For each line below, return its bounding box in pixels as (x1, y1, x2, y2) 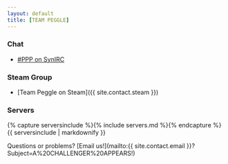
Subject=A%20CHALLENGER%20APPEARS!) (7, 149, 136, 158)
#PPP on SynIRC (17, 55, 65, 63)
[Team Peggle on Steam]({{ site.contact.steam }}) (17, 88, 159, 97)
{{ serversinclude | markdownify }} (7, 129, 106, 137)
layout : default (7, 10, 54, 17)
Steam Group (7, 72, 53, 82)
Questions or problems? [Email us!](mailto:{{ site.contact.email (7, 142, 185, 150)
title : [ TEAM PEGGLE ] (7, 17, 70, 24)
